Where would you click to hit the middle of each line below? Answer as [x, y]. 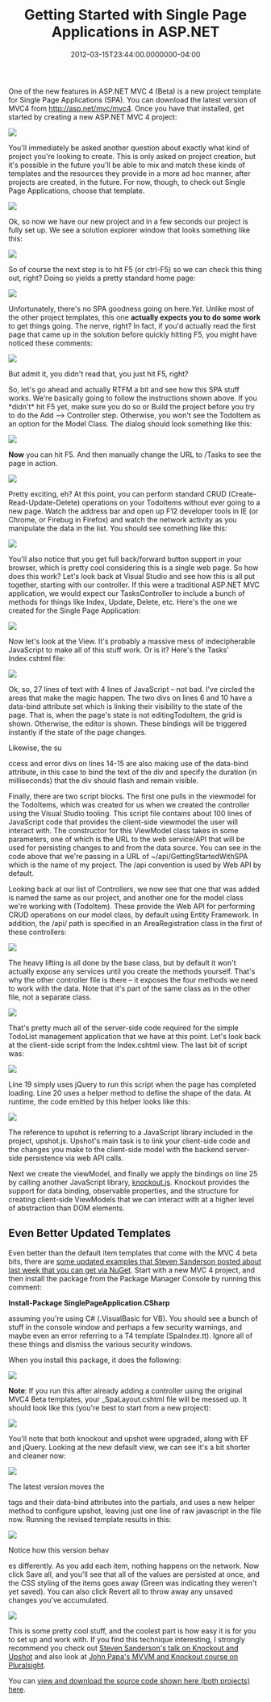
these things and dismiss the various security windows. [100, 1344]
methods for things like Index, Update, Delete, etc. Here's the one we [123, 602]
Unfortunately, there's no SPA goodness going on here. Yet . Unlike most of [131, 308]
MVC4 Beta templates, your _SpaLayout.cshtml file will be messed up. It [128, 1399]
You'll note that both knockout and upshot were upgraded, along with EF [129, 1438]
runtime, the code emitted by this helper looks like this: [100, 1101]
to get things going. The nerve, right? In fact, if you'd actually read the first [132, 325]
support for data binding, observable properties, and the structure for [124, 1191]
